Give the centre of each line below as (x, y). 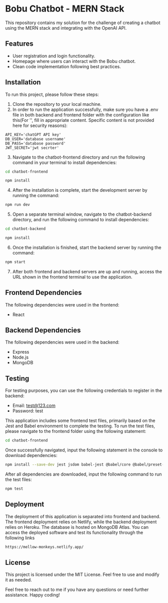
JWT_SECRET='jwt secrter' (32, 148)
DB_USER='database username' (35, 139)
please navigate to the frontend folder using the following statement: (76, 431)
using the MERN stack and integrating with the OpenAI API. (66, 28)
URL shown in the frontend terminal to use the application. (72, 277)
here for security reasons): (40, 125)
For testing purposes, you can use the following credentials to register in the (84, 391)
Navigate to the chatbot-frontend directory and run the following (79, 157)
